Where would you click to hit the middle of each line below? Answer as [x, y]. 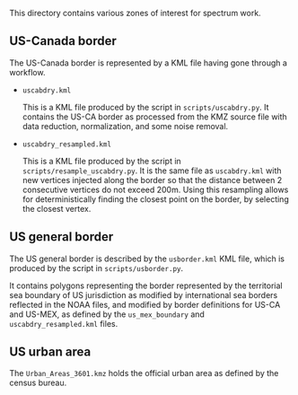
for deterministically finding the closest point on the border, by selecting [155, 199]
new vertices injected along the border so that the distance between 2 [152, 180]
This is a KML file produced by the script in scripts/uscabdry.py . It [145, 107]
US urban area [50, 352]
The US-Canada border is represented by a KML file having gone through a [148, 63]
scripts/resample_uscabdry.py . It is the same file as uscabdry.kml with [152, 171]
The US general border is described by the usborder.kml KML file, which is [147, 259]
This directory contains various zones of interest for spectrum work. [136, 13]
